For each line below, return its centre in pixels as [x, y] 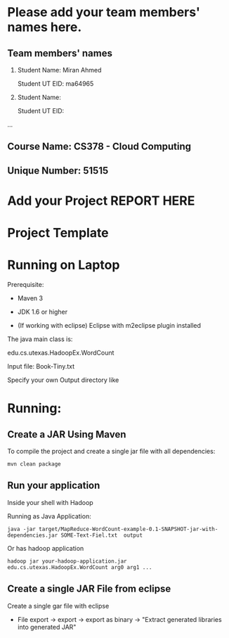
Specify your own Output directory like [63, 380]
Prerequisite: [26, 285]
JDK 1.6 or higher [42, 312]
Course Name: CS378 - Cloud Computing [99, 147]
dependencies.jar [33, 535]
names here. [45, 27]
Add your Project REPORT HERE [101, 200]
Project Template [58, 233]
